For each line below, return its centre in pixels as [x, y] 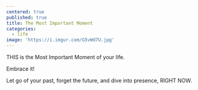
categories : [21, 29]
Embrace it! [21, 69]
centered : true [25, 12]
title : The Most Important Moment [50, 23]
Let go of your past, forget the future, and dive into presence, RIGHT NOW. [99, 80]
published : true [27, 18]
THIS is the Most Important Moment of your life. [65, 57]
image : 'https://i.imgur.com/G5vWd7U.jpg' [60, 40]
